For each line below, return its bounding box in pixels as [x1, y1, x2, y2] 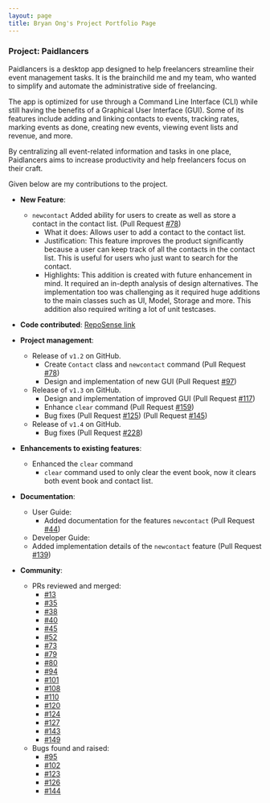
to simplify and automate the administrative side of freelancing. [8, 81, 218, 91]
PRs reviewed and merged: [31, 580, 122, 591]
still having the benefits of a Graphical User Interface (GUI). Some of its [8, 105, 244, 115]
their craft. [8, 163, 43, 173]
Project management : [19, 335, 94, 345]
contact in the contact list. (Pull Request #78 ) [31, 219, 182, 228]
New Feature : [19, 195, 66, 204]
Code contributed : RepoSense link [19, 319, 136, 330]
